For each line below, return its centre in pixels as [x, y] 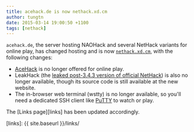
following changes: [29, 57]
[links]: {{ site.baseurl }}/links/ [43, 123]
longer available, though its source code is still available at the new [96, 82]
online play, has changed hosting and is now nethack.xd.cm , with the [90, 51]
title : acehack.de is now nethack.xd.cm [57, 12]
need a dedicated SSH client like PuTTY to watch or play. [84, 101]
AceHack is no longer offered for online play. [69, 69]
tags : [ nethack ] [26, 28]
